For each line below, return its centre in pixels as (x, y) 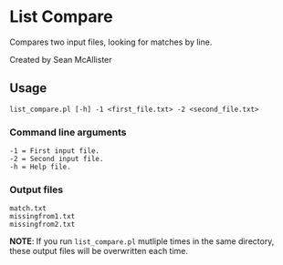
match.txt (28, 209)
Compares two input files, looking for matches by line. (111, 42)
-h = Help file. (40, 167)
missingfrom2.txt (42, 225)
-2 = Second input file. (57, 159)
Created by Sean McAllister (61, 59)
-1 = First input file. (55, 151)
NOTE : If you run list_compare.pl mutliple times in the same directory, (142, 241)
